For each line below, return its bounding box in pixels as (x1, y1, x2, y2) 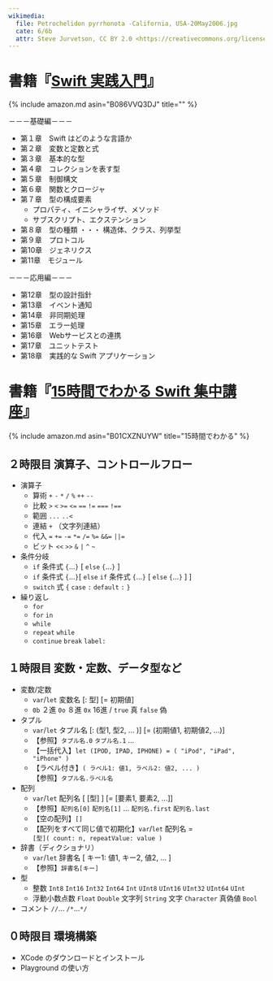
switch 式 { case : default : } (32, 582, 131, 592)
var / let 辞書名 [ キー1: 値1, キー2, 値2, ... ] (32, 853, 172, 862)
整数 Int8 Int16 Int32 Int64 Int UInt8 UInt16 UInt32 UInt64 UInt (32, 883, 245, 892)
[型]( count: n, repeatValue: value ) (32, 834, 162, 842)
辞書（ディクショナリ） (19, 842, 99, 852)
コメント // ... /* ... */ (19, 903, 88, 913)
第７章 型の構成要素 (19, 194, 92, 204)
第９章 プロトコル (19, 235, 85, 245)
